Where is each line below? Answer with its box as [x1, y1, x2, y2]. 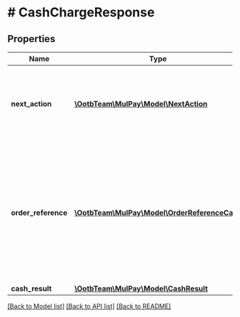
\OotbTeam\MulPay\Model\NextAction [74, 99, 208, 109]
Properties [7, 33, 56, 45]
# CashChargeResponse [7, 4, 155, 21]
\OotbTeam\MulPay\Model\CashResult [74, 283, 209, 293]
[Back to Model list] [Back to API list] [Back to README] [7, 302, 171, 311]
